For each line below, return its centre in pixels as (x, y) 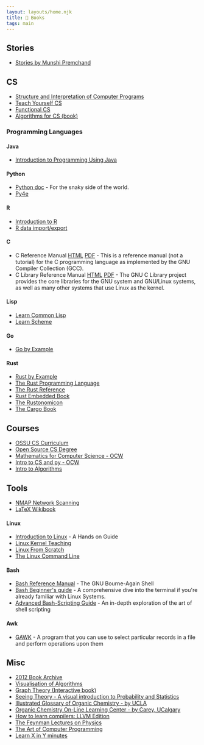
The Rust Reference (40, 390)
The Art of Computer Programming (59, 729)
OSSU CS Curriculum (42, 443)
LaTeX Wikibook (35, 509)
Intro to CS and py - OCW (47, 462)
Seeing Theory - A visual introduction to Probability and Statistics (97, 697)
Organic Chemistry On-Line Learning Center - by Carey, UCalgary (98, 710)
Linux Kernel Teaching (43, 543)
